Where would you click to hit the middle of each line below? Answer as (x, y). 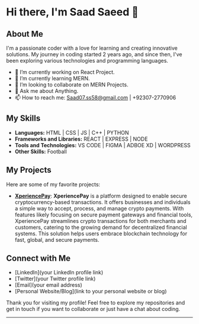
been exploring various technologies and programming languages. (87, 61)
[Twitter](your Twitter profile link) (55, 279)
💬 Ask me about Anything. (46, 91)
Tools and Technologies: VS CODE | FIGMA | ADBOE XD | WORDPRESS (102, 145)
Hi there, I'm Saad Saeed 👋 (73, 12)
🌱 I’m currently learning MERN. (52, 78)
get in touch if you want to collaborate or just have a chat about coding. (93, 309)
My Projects (29, 170)
